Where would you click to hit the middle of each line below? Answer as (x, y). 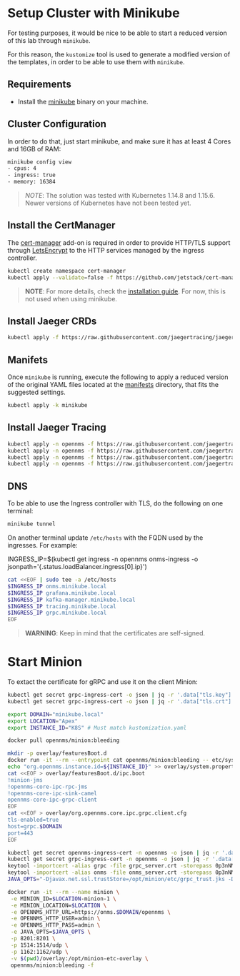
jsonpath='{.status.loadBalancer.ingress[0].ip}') (77, 567)
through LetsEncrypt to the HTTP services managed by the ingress (106, 250)
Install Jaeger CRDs (52, 322)
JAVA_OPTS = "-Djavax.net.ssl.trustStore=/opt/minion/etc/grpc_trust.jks (116, 880)
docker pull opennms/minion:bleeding (64, 740)
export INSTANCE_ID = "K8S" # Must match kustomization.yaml (97, 728)
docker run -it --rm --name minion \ (64, 892)
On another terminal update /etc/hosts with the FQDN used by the (105, 538)
